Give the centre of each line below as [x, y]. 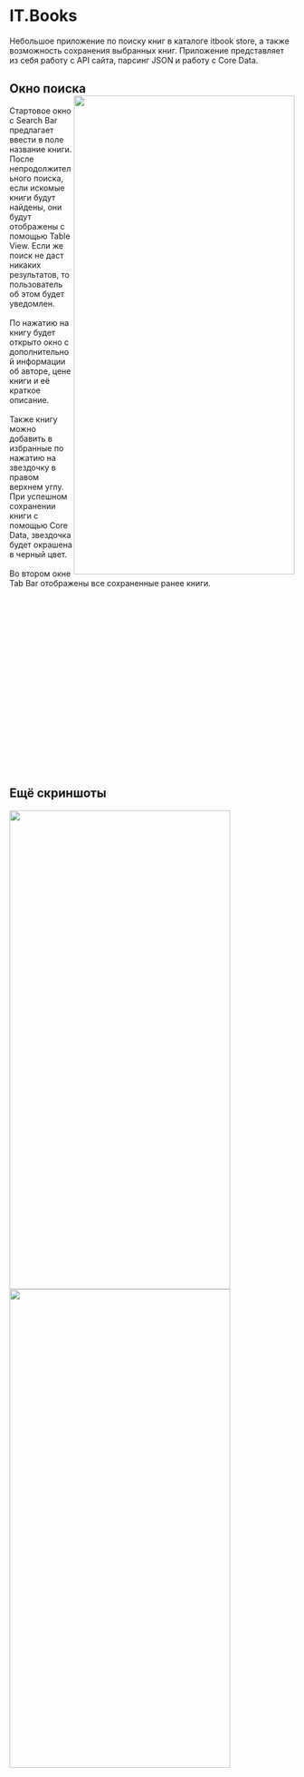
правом [24, 476]
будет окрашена [41, 545]
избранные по [37, 448]
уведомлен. [32, 303]
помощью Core [38, 525]
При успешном [38, 496]
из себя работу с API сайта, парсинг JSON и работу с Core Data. [134, 60]
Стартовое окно [40, 111]
